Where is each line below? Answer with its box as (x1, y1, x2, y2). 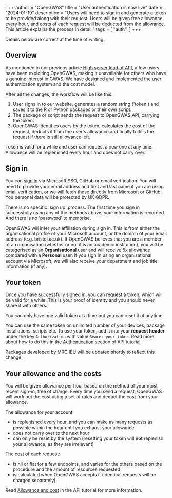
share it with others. (5, 303, 48, 309)
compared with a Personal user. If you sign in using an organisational (5, 252, 152, 259)
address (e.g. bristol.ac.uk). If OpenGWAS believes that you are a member (5, 236, 162, 242)
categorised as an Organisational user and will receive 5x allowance (5, 247, 150, 253)
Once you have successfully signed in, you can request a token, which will (5, 291, 163, 298)
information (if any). (5, 263, 47, 269)
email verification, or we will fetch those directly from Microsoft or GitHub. (5, 189, 162, 195)
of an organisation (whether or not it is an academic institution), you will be (5, 241, 163, 247)
